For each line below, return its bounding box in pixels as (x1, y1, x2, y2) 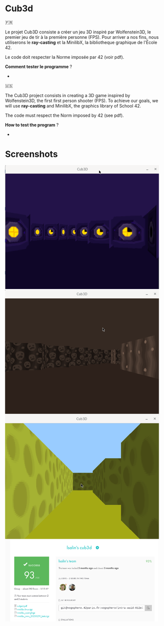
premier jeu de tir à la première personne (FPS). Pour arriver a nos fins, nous (5, 34, 159, 40)
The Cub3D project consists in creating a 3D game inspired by (5, 92, 130, 98)
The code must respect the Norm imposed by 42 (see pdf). (5, 112, 124, 118)
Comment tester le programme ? (5, 63, 72, 69)
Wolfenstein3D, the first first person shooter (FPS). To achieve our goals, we (5, 98, 159, 104)
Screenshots (5, 149, 58, 160)
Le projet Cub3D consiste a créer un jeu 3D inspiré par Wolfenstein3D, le (5, 29, 151, 35)
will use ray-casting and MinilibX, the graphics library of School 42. (5, 103, 142, 108)
